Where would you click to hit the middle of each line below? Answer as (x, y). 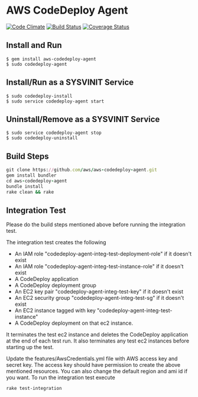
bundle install (25, 186)
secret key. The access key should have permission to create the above (93, 365)
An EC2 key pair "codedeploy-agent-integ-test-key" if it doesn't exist (99, 292)
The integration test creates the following (56, 242)
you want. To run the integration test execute (61, 377)
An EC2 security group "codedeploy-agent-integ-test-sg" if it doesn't (99, 298)
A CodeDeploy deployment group (55, 286)
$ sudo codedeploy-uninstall (42, 138)
